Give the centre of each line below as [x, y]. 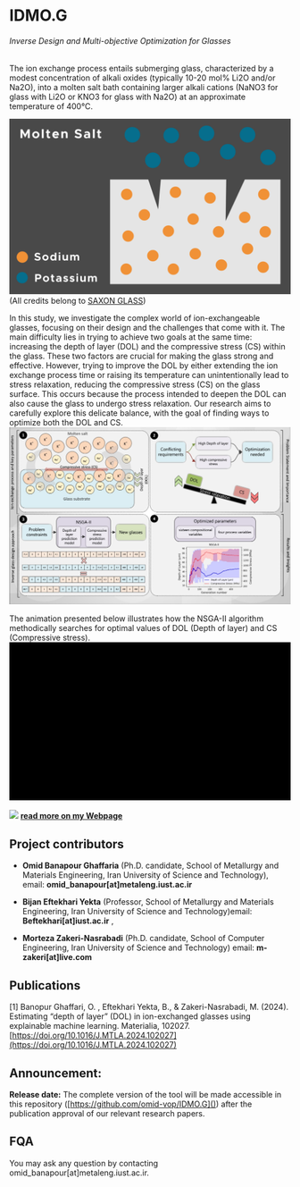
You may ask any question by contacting [84, 1163]
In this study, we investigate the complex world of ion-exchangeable [135, 318]
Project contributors [67, 844]
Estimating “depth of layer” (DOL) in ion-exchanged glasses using [130, 1016]
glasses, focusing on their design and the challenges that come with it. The [147, 328]
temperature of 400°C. [51, 106]
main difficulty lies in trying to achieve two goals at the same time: [131, 337]
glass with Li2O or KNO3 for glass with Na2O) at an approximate [128, 97]
